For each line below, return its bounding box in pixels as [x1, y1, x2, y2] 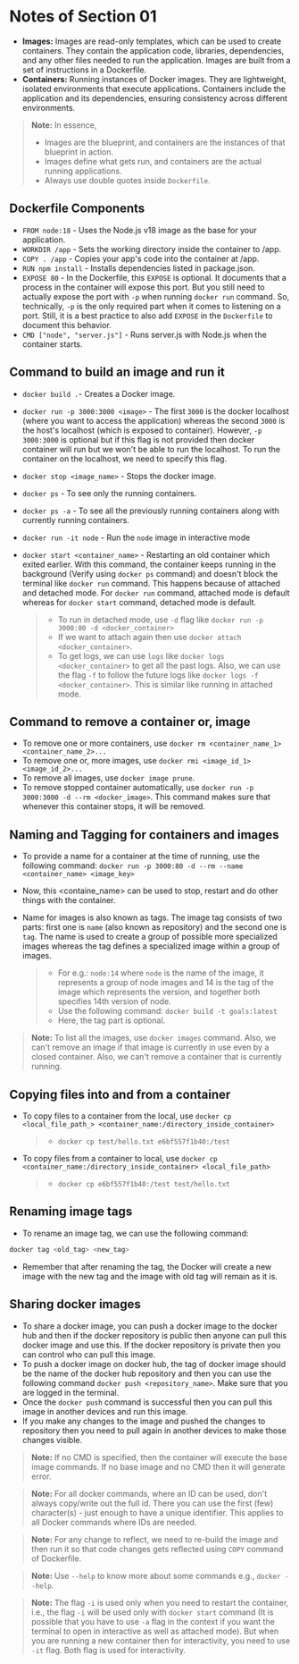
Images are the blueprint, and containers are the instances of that [44, 137, 286, 148]
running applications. [44, 165, 122, 176]
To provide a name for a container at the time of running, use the [21, 851, 261, 862]
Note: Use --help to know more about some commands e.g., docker [30, 1570, 281, 1581]
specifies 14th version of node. [57, 996, 171, 1007]
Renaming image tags [9, 1204, 133, 1220]
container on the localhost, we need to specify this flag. [21, 453, 228, 464]
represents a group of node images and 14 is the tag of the [57, 977, 274, 988]
